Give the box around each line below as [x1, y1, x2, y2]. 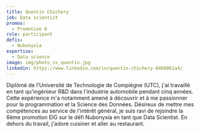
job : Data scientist [6, 15, 59, 21]
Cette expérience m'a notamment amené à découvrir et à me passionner [6, 94, 188, 102]
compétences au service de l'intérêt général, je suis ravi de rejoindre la [6, 107, 184, 115]
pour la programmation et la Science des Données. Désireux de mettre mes [6, 101, 195, 108]
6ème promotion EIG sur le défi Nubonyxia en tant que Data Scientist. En [6, 114, 188, 121]
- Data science [12, 54, 50, 60]
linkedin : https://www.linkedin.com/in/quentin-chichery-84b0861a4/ [6, 65, 183, 71]
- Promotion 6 [12, 25, 47, 32]
